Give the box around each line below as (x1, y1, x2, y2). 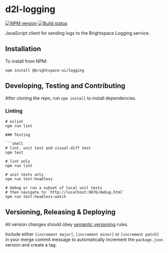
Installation (5, 44, 41, 54)
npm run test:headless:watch (5, 194, 66, 199)
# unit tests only (5, 172, 44, 177)
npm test (5, 150, 24, 155)
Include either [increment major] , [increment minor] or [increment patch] (5, 231, 159, 237)
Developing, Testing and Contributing (5, 82, 126, 90)
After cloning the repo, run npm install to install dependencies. (5, 95, 137, 101)
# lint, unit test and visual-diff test (5, 145, 92, 150)
